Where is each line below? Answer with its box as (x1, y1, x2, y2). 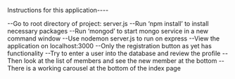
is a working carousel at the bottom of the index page (25, 64, 182, 72)
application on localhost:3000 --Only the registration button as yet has (7, 42, 212, 50)
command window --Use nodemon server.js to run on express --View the (7, 34, 220, 43)
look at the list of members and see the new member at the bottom (23, 57, 217, 65)
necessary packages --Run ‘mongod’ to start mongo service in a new (7, 27, 209, 35)
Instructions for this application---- (7, 6, 109, 14)
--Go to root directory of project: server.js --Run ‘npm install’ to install (7, 20, 209, 27)
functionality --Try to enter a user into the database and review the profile (7, 49, 221, 57)
